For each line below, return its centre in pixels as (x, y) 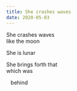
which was (20, 71)
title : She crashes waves (38, 12)
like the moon (23, 41)
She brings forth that (32, 64)
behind (19, 83)
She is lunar (21, 52)
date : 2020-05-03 (28, 17)
